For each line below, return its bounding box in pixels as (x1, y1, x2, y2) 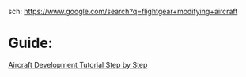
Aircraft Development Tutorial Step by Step (8, 60, 148, 69)
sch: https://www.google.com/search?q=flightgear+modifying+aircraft (8, 7, 238, 16)
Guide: (8, 35, 53, 52)
